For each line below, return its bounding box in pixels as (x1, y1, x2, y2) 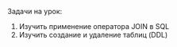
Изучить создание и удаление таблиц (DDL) (18, 31, 168, 39)
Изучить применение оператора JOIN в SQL (18, 22, 170, 31)
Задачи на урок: (7, 7, 63, 16)
